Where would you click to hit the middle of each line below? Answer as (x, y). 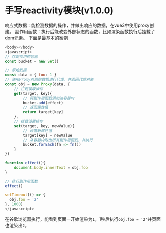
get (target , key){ (33, 93)
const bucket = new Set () (32, 61)
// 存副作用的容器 (22, 56)
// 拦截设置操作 (29, 122)
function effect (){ (25, 163)
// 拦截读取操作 (29, 89)
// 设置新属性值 (38, 131)
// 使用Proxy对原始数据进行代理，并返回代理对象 (49, 80)
